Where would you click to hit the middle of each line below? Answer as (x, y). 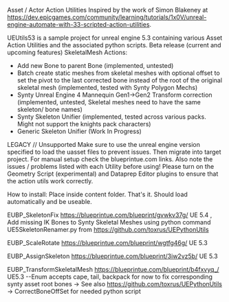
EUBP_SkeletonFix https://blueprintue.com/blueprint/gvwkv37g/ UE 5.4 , (110, 215)
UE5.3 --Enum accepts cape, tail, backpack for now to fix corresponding (110, 277)
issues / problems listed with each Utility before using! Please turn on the (111, 166)
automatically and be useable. (50, 201)
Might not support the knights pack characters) (84, 124)
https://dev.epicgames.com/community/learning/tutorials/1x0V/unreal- (107, 17)
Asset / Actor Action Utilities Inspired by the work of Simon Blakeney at (108, 10)
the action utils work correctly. (50, 181)
